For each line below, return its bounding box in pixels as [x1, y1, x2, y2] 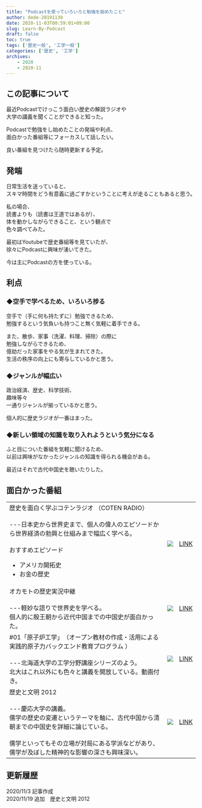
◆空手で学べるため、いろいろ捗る [6, 297, 105, 306]
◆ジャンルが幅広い [6, 371, 62, 380]
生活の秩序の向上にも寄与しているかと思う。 [6, 355, 117, 362]
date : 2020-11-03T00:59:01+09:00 [6, 20, 90, 26]
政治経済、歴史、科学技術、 [6, 386, 75, 393]
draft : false [6, 31, 39, 37]
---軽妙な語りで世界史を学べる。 [9, 604, 106, 612]
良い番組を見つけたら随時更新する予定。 [6, 146, 106, 153]
